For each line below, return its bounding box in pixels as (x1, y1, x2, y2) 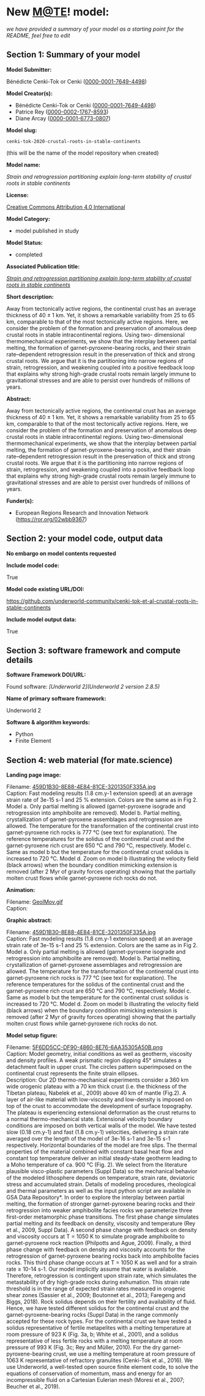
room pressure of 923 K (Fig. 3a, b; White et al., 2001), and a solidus (6, 1331, 179, 1338)
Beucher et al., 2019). (6, 1383, 61, 1390)
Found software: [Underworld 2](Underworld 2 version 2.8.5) (6, 683, 160, 691)
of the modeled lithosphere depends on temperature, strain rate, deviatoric (6, 1174, 195, 1182)
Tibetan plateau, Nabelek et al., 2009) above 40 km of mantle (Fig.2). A (6, 1089, 187, 1097)
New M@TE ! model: (6, 5, 110, 19)
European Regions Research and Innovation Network (15, 509, 149, 516)
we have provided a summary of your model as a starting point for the (6, 25, 184, 33)
